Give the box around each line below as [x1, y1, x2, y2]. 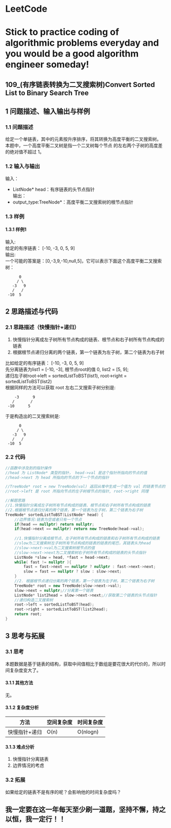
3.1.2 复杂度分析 [5, 704, 39, 710]
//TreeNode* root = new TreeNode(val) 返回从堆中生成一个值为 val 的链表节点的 [5, 484, 165, 489]
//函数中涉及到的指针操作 [5, 465, 52, 471]
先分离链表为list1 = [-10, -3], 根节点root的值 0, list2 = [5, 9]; [5, 366, 129, 372]
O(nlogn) [77, 728, 99, 735]
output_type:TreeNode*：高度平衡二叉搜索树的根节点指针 [12, 199, 134, 205]
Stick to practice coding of [5, 26, 120, 38]
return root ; [14, 612, 42, 617]
